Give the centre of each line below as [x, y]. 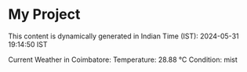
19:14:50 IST [28, 44]
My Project [44, 14]
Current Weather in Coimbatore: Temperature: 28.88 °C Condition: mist [123, 59]
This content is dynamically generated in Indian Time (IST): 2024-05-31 [123, 36]
